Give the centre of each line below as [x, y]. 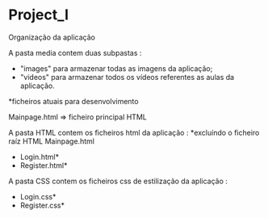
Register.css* [42, 205]
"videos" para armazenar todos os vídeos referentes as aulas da [127, 77]
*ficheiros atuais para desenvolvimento [73, 101]
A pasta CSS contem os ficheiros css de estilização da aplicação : [118, 181]
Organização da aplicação [52, 37]
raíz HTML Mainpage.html [52, 141]
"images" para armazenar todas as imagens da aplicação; [116, 68]
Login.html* [39, 157]
